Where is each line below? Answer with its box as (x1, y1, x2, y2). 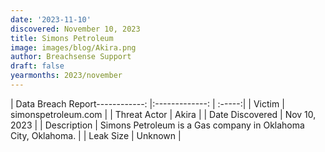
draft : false (10, 61, 65, 71)
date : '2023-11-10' (10, 14, 92, 25)
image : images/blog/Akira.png (10, 42, 137, 53)
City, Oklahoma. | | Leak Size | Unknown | (10, 129, 182, 141)
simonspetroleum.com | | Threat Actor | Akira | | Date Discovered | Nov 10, (10, 108, 317, 120)
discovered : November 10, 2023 (10, 24, 141, 34)
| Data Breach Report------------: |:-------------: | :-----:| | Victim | (10, 97, 285, 110)
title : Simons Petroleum (10, 33, 114, 43)
